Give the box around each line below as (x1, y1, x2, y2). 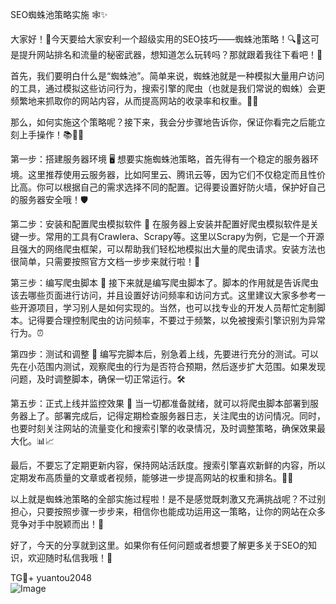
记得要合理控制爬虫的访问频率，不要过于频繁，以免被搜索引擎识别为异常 (27, 314, 326, 326)
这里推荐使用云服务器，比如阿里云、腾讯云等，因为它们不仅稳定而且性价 (27, 169, 326, 180)
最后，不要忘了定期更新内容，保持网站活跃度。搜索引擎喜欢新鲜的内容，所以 (10, 459, 326, 471)
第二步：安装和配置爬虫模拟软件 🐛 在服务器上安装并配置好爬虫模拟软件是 (10, 218, 311, 230)
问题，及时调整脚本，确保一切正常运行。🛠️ (10, 373, 186, 385)
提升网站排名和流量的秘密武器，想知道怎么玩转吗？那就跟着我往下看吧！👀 (18, 49, 323, 60)
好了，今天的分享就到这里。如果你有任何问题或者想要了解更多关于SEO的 (10, 539, 309, 551)
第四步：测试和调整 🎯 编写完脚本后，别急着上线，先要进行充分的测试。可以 (10, 348, 320, 360)
